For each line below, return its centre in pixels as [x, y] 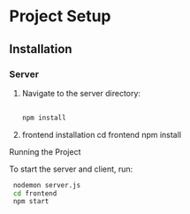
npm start [31, 202]
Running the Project [45, 151]
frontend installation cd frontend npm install [102, 134]
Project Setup [61, 16]
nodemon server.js [47, 185]
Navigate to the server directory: [81, 93]
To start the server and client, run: [71, 169]
